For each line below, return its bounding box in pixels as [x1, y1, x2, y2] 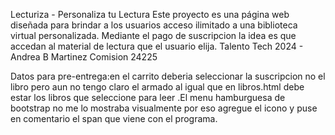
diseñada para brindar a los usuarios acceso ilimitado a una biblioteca [10, 19, 298, 31]
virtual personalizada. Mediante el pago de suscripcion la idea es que [10, 30, 297, 41]
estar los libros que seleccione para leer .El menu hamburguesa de [10, 92, 286, 103]
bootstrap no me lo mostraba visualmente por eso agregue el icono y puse [10, 102, 318, 114]
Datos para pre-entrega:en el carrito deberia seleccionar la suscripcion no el [10, 70, 326, 82]
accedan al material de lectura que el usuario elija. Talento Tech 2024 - [10, 40, 304, 52]
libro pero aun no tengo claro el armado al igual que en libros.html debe [10, 81, 305, 93]
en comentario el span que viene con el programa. [10, 113, 218, 124]
